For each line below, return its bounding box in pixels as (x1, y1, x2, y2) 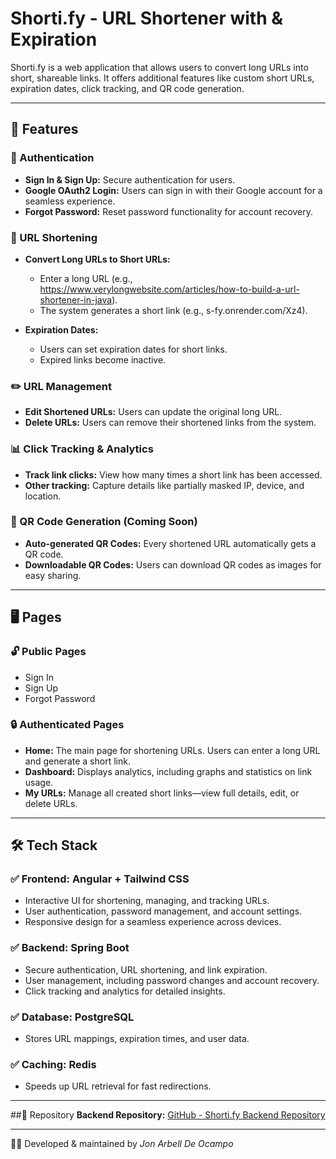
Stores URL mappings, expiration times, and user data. (24, 1033, 250, 1045)
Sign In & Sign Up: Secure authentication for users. (24, 173, 236, 186)
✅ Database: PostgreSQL (10, 1010, 135, 1024)
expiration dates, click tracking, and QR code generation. (10, 82, 245, 94)
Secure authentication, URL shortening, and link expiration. (24, 963, 268, 976)
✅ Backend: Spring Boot (10, 941, 130, 955)
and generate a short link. (24, 755, 131, 767)
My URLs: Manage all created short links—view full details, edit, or (24, 787, 300, 799)
